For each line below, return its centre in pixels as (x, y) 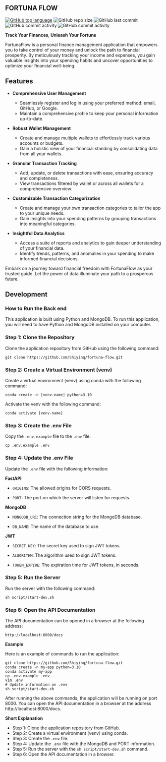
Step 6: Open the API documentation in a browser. (63, 754)
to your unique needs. (42, 213)
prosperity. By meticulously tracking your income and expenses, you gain (80, 55)
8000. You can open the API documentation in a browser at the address (78, 703)
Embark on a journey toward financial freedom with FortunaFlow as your (79, 268)
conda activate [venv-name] (34, 413)
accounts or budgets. (41, 143)
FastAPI (13, 478)
